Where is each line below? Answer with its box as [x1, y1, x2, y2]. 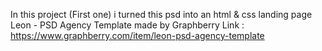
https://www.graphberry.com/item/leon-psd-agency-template [10, 30, 265, 41]
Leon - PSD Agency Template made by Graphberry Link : [10, 19, 245, 31]
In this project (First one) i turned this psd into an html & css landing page [10, 9, 313, 20]
